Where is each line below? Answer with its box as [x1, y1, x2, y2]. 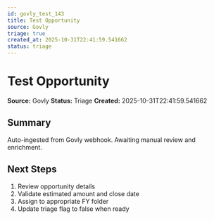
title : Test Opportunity [7, 17, 80, 24]
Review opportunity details [17, 182, 96, 190]
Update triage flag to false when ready [17, 205, 130, 213]
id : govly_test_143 [7, 10, 65, 18]
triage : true [7, 30, 46, 37]
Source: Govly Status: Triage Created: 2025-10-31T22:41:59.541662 [7, 96, 208, 105]
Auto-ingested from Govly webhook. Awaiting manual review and [7, 135, 196, 144]
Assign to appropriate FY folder [17, 197, 109, 205]
